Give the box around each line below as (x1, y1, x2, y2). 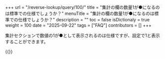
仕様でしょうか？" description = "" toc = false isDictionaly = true (18, 17, 150, 22)
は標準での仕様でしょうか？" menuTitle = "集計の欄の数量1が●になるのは (5, 10, 155, 16)
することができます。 (5, 39, 49, 45)
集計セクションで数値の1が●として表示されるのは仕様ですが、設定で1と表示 (5, 33, 160, 38)
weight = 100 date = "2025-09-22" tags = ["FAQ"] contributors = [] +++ (5, 22, 152, 28)
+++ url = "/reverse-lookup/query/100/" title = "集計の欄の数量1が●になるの (5, 4, 160, 10)
